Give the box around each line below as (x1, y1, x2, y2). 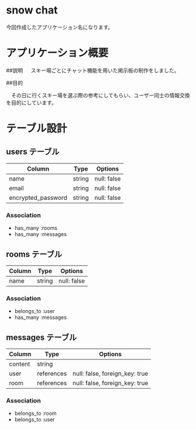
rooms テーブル (6, 249, 63, 259)
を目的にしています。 (6, 99, 57, 106)
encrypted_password (9, 193, 67, 202)
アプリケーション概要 (6, 46, 109, 60)
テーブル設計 (6, 122, 67, 135)
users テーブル (6, 147, 60, 157)
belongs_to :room (14, 410, 57, 417)
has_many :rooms (14, 224, 57, 231)
